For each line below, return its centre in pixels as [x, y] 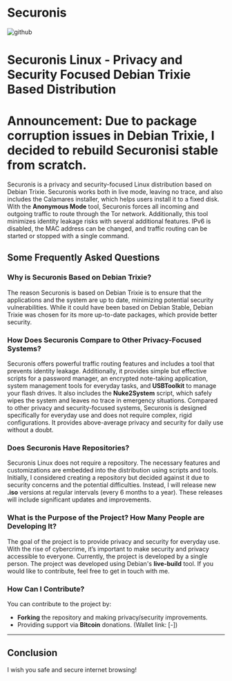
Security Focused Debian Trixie [99, 75]
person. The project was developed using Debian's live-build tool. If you [110, 563]
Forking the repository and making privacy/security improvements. [113, 617]
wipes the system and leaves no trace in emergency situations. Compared [113, 400]
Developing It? [32, 527]
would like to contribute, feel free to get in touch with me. [89, 571]
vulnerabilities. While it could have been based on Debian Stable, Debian [110, 307]
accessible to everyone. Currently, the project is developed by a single [107, 556]
